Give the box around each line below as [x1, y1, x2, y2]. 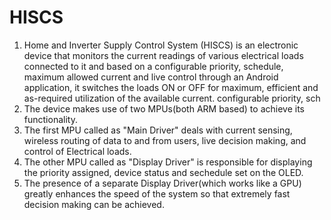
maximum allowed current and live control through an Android [23, 71, 279, 83]
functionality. [23, 113, 78, 125]
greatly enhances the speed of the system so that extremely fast [23, 187, 291, 200]
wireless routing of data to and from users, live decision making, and [23, 134, 307, 146]
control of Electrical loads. [23, 145, 132, 157]
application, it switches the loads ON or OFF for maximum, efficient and [23, 81, 319, 93]
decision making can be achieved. [23, 198, 165, 210]
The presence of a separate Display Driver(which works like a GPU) [23, 177, 302, 189]
